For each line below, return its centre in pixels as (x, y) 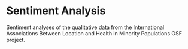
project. (16, 40)
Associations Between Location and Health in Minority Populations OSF (94, 33)
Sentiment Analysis (56, 11)
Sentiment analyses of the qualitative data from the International (85, 27)
